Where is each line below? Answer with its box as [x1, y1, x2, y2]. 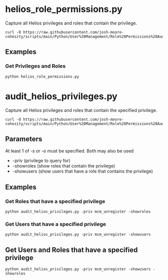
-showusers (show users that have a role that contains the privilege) [12, 168, 153, 174]
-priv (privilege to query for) [12, 157, 71, 163]
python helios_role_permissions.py [5, 74, 79, 79]
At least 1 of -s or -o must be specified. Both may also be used [5, 148, 134, 154]
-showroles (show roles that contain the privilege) [12, 163, 115, 169]
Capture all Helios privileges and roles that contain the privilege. [5, 20, 137, 26]
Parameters [5, 134, 42, 143]
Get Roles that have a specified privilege [5, 197, 105, 204]
